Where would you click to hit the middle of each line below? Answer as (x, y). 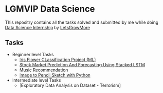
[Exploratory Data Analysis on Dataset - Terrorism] (70, 85)
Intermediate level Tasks (36, 80)
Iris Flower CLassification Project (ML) (58, 60)
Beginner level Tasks (33, 54)
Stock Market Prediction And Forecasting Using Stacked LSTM (82, 64)
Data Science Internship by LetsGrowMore (47, 27)
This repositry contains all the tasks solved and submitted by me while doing (82, 22)
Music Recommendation (44, 70)
